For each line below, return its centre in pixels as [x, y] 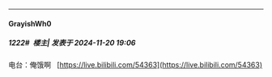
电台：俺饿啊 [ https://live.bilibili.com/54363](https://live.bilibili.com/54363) [136, 64]
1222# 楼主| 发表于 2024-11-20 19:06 [72, 43]
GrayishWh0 [30, 23]
